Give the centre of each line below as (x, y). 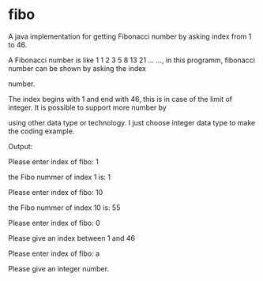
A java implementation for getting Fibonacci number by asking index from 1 (130, 36)
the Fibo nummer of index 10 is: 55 (64, 208)
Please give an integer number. (58, 268)
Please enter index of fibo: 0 (54, 223)
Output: (21, 146)
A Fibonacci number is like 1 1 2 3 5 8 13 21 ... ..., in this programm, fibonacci (131, 60)
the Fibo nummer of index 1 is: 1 (60, 177)
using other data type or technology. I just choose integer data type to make (132, 122)
